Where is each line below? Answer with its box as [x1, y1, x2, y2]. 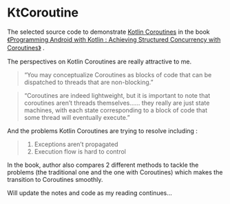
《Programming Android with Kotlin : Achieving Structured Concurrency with [7, 35, 221, 43]
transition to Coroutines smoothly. [7, 175, 103, 183]
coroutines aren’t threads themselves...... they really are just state [23, 99, 210, 107]
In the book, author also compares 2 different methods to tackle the [7, 161, 199, 169]
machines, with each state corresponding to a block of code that [23, 105, 208, 114]
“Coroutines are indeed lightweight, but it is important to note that [23, 91, 211, 99]
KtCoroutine [7, 5, 79, 21]
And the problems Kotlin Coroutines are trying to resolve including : [7, 126, 198, 135]
